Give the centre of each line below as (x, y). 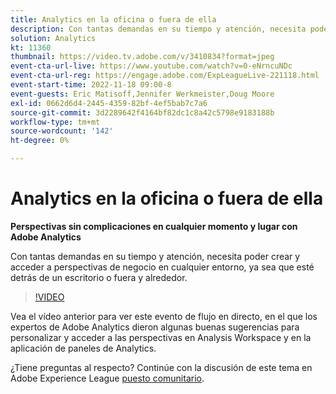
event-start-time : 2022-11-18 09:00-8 (91, 85)
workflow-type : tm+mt (55, 122)
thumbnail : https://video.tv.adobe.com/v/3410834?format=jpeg (142, 57)
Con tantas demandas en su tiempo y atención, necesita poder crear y (155, 256)
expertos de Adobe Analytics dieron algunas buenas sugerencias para (155, 327)
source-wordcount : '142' (62, 131)
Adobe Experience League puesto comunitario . (107, 378)
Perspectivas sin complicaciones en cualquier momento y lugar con (154, 226)
